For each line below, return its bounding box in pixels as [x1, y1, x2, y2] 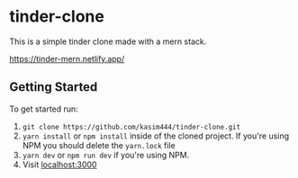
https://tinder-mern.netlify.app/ [9, 53, 125, 64]
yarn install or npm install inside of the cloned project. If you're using [22, 130, 290, 141]
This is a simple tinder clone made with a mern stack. [9, 36, 207, 47]
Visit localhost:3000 [22, 159, 97, 170]
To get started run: [9, 103, 78, 114]
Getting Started [9, 79, 98, 95]
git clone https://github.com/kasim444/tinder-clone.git [22, 122, 241, 131]
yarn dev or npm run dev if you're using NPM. [22, 149, 190, 160]
